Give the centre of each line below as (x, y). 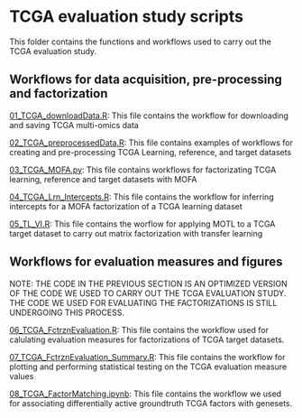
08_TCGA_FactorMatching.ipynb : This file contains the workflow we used (146, 394)
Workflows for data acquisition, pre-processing (146, 80)
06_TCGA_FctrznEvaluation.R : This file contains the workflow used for (139, 330)
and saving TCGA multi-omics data (74, 125)
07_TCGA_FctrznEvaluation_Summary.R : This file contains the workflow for (147, 357)
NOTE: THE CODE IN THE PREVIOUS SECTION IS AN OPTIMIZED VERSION (148, 283)
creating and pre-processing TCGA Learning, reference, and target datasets (151, 152)
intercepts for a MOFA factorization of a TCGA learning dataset (126, 206)
